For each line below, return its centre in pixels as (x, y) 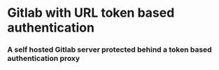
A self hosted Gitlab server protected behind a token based (109, 50)
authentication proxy (44, 59)
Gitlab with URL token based (91, 13)
